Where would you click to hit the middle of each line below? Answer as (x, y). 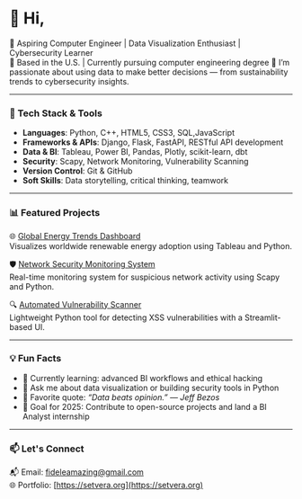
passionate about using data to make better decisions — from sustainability (149, 72)
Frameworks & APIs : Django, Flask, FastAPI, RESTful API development (153, 142)
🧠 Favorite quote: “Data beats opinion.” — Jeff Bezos (121, 397)
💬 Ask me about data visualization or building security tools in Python (151, 388)
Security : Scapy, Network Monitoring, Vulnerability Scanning (135, 162)
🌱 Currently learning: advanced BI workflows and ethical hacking (142, 378)
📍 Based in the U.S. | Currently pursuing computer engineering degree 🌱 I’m (150, 62)
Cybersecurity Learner (51, 52)
